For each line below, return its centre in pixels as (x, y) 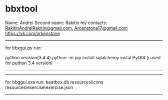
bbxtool (21, 9)
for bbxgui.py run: (23, 48)
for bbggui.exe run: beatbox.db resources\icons (54, 82)
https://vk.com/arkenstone (32, 33)
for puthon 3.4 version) (29, 63)
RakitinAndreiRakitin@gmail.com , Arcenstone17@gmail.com (66, 28)
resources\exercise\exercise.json (39, 87)
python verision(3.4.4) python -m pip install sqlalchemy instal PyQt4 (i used (83, 57)
